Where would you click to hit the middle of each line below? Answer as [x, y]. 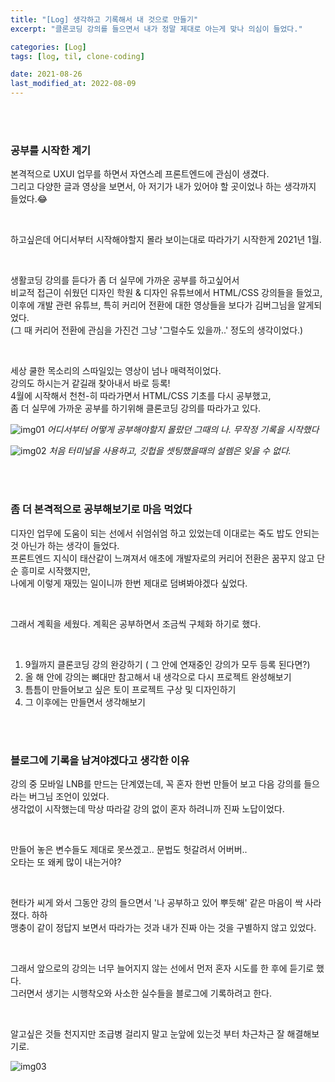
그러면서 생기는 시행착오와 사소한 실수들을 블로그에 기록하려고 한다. [141, 993]
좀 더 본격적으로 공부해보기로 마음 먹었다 [101, 509]
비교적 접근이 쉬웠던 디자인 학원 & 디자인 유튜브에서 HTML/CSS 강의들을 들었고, [166, 293]
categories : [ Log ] [48, 47]
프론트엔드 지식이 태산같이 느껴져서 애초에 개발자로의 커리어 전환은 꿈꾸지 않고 [162, 558]
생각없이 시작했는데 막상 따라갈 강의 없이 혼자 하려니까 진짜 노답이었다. [147, 808]
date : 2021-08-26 [46, 74]
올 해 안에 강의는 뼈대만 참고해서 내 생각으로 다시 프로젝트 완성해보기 [158, 677]
